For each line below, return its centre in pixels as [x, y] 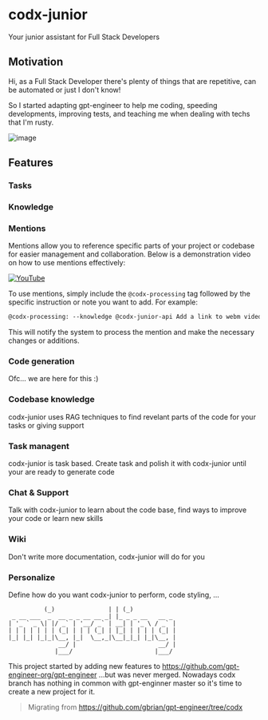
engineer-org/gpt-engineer [53, 674]
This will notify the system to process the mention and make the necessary [132, 332]
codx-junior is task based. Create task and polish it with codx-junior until [128, 463]
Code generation [41, 361]
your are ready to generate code [61, 472]
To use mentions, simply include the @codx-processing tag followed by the [130, 294]
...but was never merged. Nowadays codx [167, 674]
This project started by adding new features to [85, 666]
